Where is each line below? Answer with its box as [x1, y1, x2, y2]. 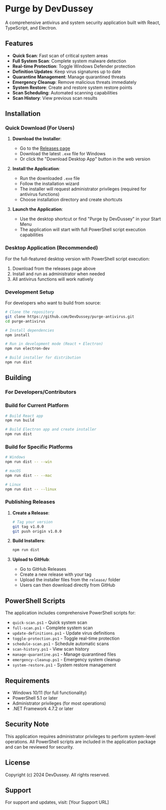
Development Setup [5, 288, 54, 295]
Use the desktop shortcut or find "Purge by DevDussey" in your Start [19, 216, 161, 222]
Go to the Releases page [19, 145, 71, 151]
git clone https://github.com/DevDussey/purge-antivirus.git [5, 314, 135, 319]
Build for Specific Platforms [5, 443, 73, 450]
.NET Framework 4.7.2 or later [12, 705, 74, 712]
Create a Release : [12, 510, 50, 516]
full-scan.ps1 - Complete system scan [12, 625, 93, 631]
